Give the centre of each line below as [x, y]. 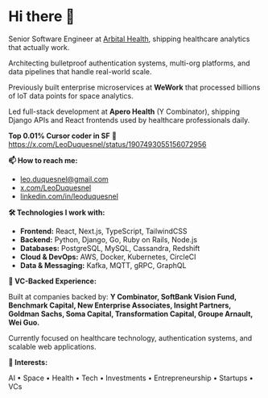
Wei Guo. [24, 322]
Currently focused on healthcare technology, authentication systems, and [130, 337]
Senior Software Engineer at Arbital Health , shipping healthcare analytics [129, 39]
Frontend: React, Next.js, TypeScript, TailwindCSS [103, 231]
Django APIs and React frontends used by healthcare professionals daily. [129, 119]
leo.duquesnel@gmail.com [64, 179]
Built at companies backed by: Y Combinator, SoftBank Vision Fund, [123, 296]
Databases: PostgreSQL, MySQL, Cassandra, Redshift [110, 248]
